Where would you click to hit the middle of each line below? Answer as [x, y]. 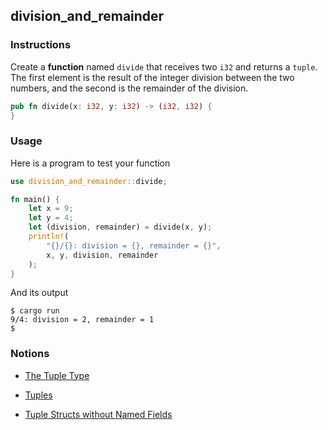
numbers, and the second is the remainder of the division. [129, 88]
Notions [30, 354]
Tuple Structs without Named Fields [98, 414]
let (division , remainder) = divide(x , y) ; [120, 227]
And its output [39, 293]
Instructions [41, 45]
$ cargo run [35, 311]
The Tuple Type [57, 375]
